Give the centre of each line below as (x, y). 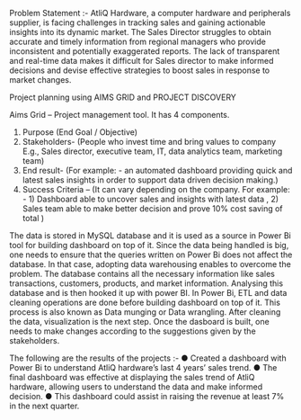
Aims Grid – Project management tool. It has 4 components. (120, 115)
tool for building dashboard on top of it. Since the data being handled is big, (149, 245)
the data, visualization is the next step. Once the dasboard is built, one (139, 322)
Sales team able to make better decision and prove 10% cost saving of (152, 209)
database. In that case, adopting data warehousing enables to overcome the (150, 264)
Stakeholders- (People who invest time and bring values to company (149, 142)
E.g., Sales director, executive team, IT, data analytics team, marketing (152, 151)
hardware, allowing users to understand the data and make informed (136, 387)
